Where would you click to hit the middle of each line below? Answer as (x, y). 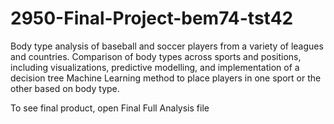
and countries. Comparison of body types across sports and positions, (156, 56)
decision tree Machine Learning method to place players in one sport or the (166, 78)
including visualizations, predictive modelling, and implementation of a (155, 67)
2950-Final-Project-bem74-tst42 (152, 18)
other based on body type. (65, 88)
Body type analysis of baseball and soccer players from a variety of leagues (167, 46)
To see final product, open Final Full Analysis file (110, 108)
